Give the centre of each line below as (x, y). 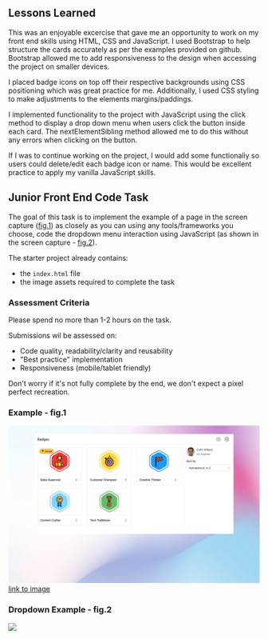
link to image (29, 589)
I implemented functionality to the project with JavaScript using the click (127, 114)
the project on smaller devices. (59, 66)
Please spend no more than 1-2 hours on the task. (90, 320)
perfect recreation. (39, 392)
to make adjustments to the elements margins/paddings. (101, 98)
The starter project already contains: (68, 258)
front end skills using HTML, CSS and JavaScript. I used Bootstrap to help (129, 41)
